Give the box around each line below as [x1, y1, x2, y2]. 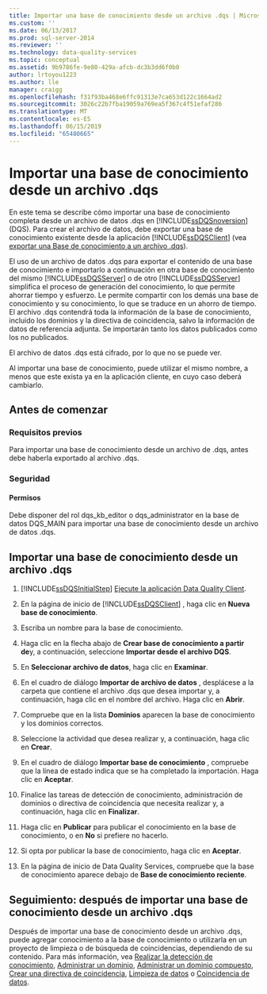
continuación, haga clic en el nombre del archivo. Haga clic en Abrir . [20, 694, 245, 704]
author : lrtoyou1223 [9, 71, 78, 79]
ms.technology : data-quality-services [9, 48, 137, 56]
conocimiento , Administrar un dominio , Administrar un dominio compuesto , [9, 961, 254, 969]
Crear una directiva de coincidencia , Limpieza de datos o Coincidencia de [9, 969, 250, 978]
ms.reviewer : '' [9, 41, 63, 49]
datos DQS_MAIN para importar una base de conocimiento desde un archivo [9, 519, 259, 528]
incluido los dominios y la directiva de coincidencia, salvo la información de [9, 315, 255, 325]
